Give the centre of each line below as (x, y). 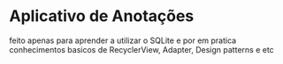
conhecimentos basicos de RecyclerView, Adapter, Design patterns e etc (141, 49)
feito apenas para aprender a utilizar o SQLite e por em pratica (123, 40)
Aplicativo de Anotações (102, 16)
